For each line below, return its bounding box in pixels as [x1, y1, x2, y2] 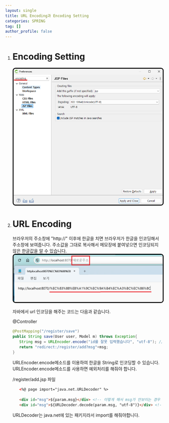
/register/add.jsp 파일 [12, 376, 56, 382]
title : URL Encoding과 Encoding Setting [5, 13, 89, 18]
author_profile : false [5, 29, 52, 34]
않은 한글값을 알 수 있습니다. [12, 248, 67, 254]
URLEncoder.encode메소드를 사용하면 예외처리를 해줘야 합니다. [12, 366, 137, 372]
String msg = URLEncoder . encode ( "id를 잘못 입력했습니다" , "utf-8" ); [19, 339, 157, 344]
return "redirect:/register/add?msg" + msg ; [19, 344, 108, 349]
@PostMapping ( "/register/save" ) [12, 329, 80, 334]
